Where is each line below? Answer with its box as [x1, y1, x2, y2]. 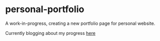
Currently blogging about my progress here [5, 30, 96, 36]
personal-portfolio [5, 4, 85, 15]
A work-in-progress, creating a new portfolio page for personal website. [5, 20, 155, 26]
